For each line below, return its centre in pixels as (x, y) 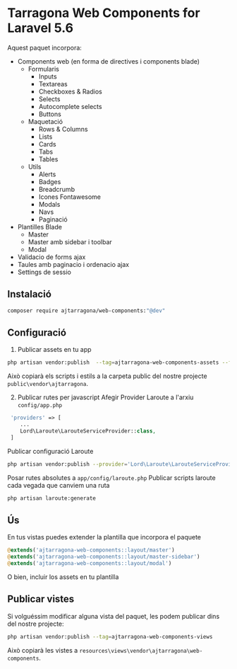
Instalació (29, 294)
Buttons (50, 114)
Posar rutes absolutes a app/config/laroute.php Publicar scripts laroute (112, 478)
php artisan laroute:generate (52, 498)
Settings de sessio (44, 272)
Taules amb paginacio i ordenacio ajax (73, 264)
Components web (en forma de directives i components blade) (108, 61)
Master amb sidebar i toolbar (70, 241)
